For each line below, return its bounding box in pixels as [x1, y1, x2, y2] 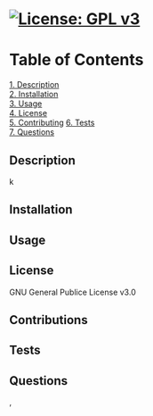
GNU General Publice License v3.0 [9, 287, 136, 297]
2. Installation [9, 89, 59, 100]
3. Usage [9, 98, 43, 109]
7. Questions [9, 127, 55, 137]
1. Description [9, 79, 60, 90]
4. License [9, 108, 47, 119]
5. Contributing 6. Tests [9, 117, 95, 129]
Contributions [9, 312, 88, 328]
